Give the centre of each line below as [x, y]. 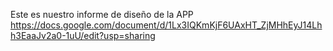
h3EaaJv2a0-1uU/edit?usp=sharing [83, 35]
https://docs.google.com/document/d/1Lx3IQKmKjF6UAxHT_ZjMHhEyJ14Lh [166, 25]
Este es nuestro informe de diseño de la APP [102, 14]
